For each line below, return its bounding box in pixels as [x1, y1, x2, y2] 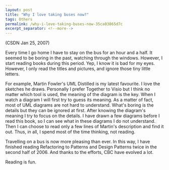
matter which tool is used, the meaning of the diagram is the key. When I [5, 92, 155, 98]
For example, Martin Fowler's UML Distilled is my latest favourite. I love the [5, 81, 160, 87]
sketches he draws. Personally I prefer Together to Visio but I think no [5, 86, 150, 92]
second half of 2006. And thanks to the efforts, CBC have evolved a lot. [5, 149, 154, 155]
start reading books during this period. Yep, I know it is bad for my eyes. [5, 60, 155, 66]
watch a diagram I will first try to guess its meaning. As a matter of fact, [5, 97, 154, 103]
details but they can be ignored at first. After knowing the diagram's [5, 108, 146, 114]
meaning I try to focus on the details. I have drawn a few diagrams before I [5, 113, 160, 119]
